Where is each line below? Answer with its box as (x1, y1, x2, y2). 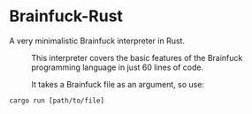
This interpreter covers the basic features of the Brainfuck (31, 52, 243, 63)
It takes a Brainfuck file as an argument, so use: (31, 79, 205, 89)
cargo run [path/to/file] (9, 95, 104, 105)
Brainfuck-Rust (9, 6, 124, 27)
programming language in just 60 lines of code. (31, 62, 204, 72)
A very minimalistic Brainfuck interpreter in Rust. (9, 35, 186, 46)
